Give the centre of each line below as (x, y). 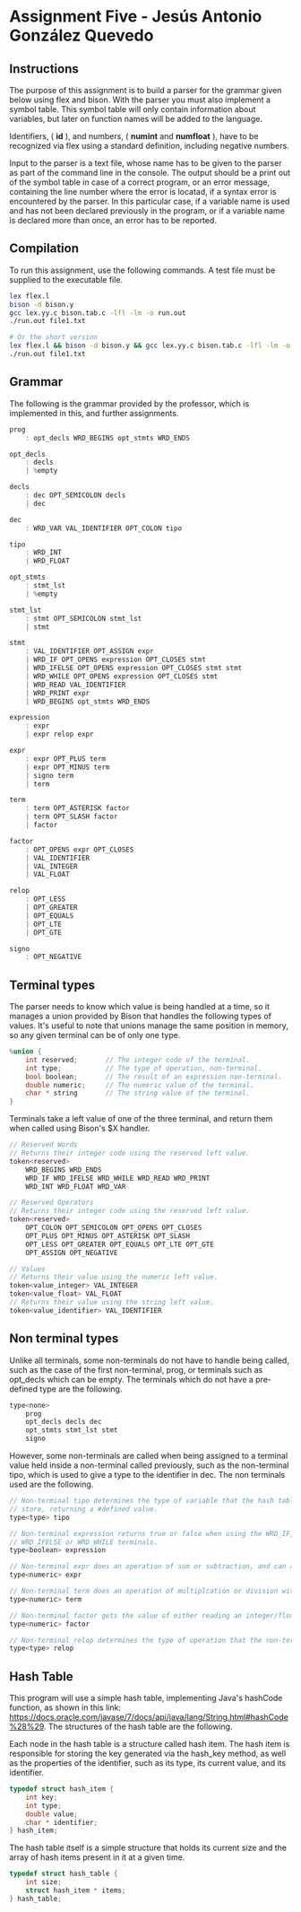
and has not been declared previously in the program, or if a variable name (147, 211)
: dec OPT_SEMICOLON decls (76, 495)
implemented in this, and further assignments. (94, 413)
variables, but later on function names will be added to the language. (136, 119)
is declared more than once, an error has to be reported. (113, 220)
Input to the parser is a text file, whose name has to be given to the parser (146, 163)
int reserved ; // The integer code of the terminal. (138, 1060)
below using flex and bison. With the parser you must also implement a (140, 100)
